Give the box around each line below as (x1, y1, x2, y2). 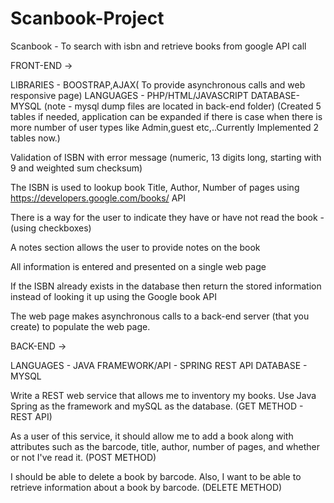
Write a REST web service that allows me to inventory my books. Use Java (10, 389, 317, 401)
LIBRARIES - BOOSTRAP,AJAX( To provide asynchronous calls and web (10, 78, 306, 91)
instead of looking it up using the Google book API (10, 290, 217, 302)
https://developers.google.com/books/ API (10, 192, 186, 204)
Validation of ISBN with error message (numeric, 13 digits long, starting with (10, 151, 322, 163)
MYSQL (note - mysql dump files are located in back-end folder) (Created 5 (10, 100, 322, 112)
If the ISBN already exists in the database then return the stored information (10, 280, 322, 292)
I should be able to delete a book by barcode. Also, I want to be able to (10, 470, 302, 482)
